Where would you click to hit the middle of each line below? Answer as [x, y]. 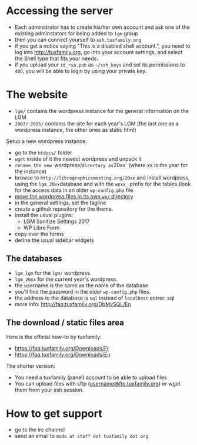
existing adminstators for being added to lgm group [76, 33]
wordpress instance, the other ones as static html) [75, 129]
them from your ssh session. [49, 390]
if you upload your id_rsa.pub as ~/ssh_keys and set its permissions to [100, 64]
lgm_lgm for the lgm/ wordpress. [53, 273]
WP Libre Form [41, 227]
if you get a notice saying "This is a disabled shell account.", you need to [102, 46]
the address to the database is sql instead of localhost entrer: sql [94, 298]
